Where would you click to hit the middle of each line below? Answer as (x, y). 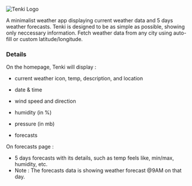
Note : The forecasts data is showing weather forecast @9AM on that (98, 171)
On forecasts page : (30, 147)
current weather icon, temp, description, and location (79, 79)
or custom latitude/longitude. (48, 39)
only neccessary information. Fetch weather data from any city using (89, 33)
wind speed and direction (45, 101)
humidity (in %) (33, 113)
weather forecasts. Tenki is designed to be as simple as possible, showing (95, 27)
